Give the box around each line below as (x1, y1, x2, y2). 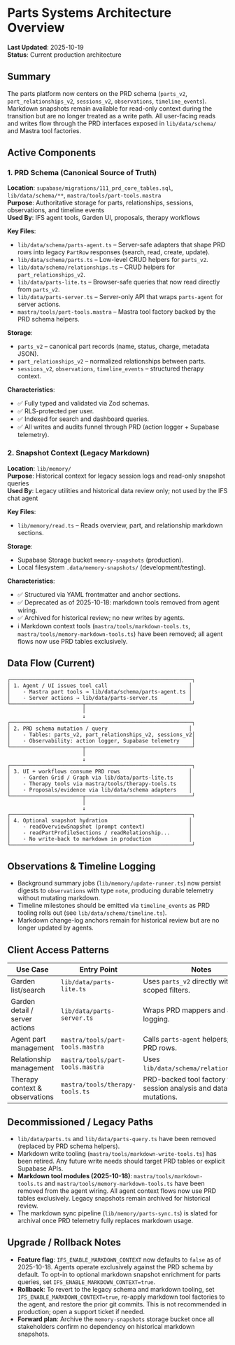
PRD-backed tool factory (143, 1075, 226, 1084)
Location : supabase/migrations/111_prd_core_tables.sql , (7, 184, 173, 192)
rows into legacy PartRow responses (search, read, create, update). (17, 248, 210, 256)
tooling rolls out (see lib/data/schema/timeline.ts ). (17, 909, 167, 917)
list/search (10, 986, 45, 995)
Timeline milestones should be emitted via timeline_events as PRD (17, 902, 211, 910)
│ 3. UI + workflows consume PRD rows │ (7, 768, 192, 775)
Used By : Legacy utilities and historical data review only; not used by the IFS (7, 486, 228, 495)
